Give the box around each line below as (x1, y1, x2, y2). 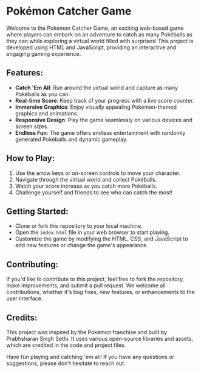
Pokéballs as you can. (15, 90, 70, 98)
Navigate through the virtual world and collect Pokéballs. (15, 176, 157, 183)
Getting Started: (6, 206, 69, 216)
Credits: (6, 312, 38, 323)
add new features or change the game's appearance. (15, 242, 149, 249)
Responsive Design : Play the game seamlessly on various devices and (15, 116, 193, 123)
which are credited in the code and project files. (6, 341, 126, 349)
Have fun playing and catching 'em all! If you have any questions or (6, 354, 175, 360)
